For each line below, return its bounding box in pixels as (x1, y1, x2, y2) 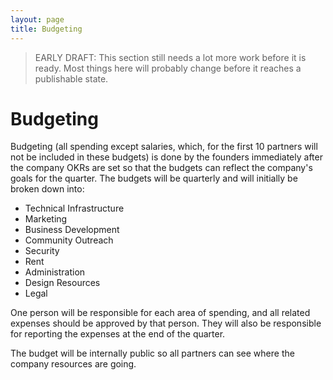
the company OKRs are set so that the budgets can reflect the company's (10, 162, 313, 174)
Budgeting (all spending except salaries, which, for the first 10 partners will (10, 141, 318, 153)
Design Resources (24, 277, 101, 289)
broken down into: (10, 183, 85, 195)
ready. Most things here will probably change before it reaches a (34, 62, 302, 74)
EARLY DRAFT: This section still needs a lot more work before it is (34, 51, 307, 63)
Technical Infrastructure (24, 202, 125, 215)
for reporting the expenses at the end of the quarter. (10, 328, 226, 340)
